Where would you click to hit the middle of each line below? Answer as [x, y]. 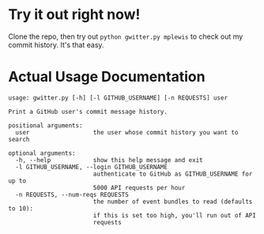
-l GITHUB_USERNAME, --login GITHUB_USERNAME [92, 167]
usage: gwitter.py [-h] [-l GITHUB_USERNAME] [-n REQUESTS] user [118, 98]
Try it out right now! [74, 15]
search [19, 139]
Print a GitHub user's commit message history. [88, 111]
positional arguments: [45, 125]
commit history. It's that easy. [56, 44]
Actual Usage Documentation [107, 77]
